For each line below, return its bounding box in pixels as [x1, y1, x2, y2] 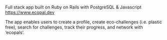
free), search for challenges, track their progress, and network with [5, 24, 143, 30]
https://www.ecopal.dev [5, 9, 55, 15]
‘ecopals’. [5, 30, 25, 35]
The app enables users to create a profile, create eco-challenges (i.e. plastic [5, 19, 162, 25]
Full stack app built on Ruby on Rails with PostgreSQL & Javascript [5, 4, 142, 10]
